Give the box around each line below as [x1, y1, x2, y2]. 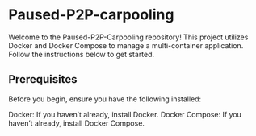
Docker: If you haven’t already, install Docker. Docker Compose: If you [8, 109, 242, 119]
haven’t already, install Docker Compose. [8, 118, 145, 128]
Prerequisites [8, 72, 78, 86]
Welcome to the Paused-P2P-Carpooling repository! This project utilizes [8, 32, 249, 42]
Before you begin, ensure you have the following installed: [8, 94, 202, 104]
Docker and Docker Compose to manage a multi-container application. [8, 40, 244, 50]
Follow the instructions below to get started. [8, 49, 155, 59]
